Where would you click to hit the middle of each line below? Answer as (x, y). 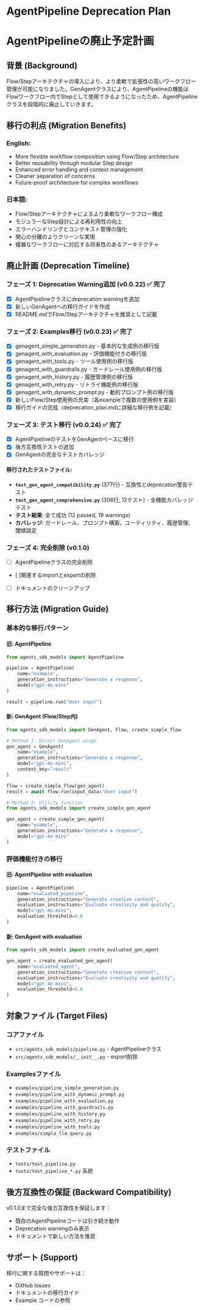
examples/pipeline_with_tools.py (58, 1127)
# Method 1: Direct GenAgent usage (51, 741)
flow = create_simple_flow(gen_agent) (55, 786)
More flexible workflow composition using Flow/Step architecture (97, 156)
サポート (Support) (42, 1257)
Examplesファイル (33, 1074)
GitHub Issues (33, 1286)
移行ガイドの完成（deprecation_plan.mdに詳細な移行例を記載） (95, 407)
